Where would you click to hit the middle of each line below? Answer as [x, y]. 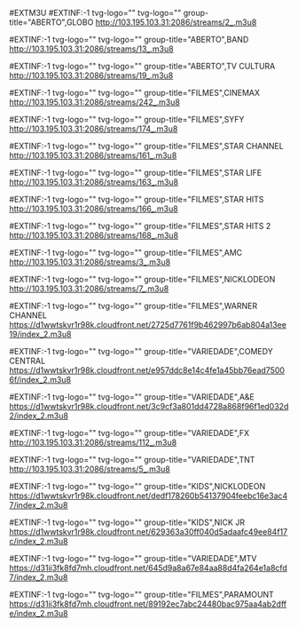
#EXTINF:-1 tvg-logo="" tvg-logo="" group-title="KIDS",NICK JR [127, 522]
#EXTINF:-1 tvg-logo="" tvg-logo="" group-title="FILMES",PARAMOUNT [142, 595]
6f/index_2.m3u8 [40, 380]
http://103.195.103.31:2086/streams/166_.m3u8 [94, 209]
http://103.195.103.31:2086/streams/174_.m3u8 [94, 129]
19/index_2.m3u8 [40, 334]
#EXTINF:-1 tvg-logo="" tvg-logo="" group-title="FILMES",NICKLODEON [142, 279]
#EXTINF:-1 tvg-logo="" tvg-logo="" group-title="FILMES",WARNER [133, 306]
